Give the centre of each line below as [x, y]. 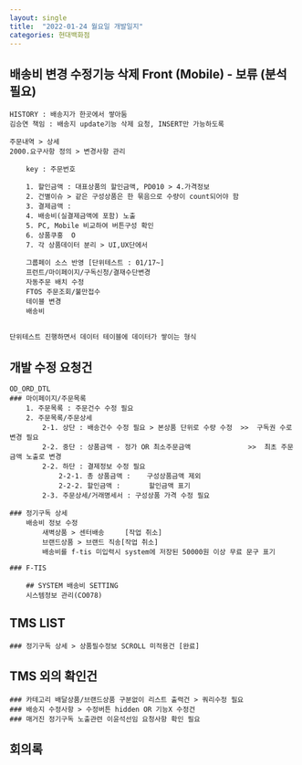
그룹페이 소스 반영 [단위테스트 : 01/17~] [95, 263]
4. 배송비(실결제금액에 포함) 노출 [81, 216]
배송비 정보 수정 [52, 523]
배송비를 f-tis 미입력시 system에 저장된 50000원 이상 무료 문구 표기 [159, 552]
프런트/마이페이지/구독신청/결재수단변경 [89, 273]
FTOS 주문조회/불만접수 [63, 292]
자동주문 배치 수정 [55, 283]
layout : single [38, 18]
